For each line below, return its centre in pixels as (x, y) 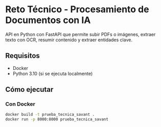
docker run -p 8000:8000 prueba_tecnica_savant (57, 119)
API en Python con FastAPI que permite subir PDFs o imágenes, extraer (80, 34)
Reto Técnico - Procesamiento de (77, 9)
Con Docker (20, 104)
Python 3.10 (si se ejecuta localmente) (53, 73)
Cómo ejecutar (29, 90)
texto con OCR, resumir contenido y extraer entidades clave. (69, 40)
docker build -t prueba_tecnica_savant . (50, 115)
